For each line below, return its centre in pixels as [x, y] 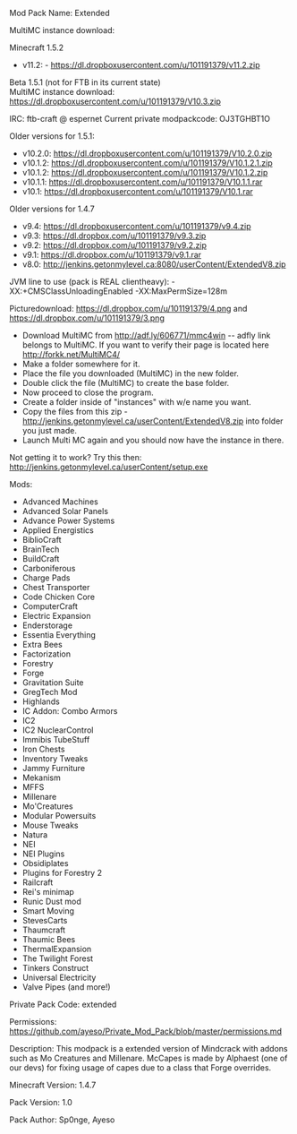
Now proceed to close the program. [88, 392]
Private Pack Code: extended [63, 1004]
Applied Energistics [58, 530]
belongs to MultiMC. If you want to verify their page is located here [146, 345]
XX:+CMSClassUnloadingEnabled [72, 291]
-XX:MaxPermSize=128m [181, 291]
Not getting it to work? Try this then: [76, 457]
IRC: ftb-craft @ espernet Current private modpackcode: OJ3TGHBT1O [140, 119]
